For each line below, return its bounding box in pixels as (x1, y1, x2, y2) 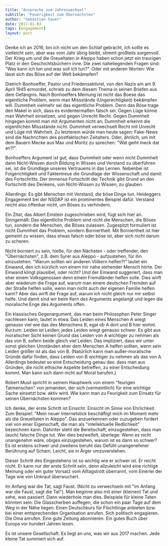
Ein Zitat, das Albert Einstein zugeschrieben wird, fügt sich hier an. (5, 211, 143, 217)
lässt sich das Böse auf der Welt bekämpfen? (5, 71, 99, 77)
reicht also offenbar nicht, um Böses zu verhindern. (5, 202, 111, 207)
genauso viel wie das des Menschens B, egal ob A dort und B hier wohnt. (5, 322, 156, 327)
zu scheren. (5, 238, 30, 244)
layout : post (5, 31, 33, 36)
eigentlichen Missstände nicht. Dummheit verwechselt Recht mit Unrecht (5, 124, 156, 130)
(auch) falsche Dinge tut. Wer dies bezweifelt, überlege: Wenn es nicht (5, 432, 151, 438)
